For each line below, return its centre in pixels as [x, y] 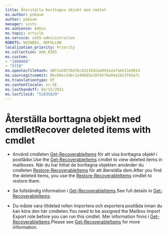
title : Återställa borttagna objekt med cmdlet [56, 10]
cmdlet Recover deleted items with [78, 130]
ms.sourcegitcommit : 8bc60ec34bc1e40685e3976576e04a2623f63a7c [73, 75]
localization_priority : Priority [40, 47]
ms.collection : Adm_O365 [31, 52]
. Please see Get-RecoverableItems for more [95, 222]
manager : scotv [21, 24]
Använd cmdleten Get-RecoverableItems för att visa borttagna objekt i [85, 154]
